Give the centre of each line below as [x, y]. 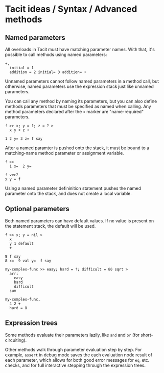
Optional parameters [37, 209]
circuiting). [16, 340]
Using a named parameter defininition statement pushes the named [73, 188]
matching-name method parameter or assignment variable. [65, 153]
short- [147, 335]
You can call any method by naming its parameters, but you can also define [81, 101]
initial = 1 [22, 68]
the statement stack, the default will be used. [50, 226]
